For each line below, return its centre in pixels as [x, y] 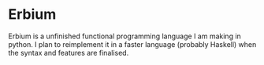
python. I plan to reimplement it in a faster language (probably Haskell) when [132, 44]
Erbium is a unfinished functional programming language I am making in [125, 36]
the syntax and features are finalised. [69, 52]
